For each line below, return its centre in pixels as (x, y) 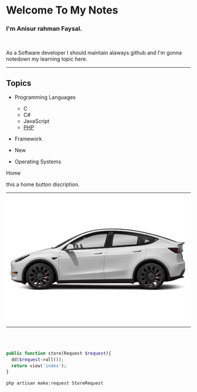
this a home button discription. (43, 185)
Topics (19, 83)
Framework (28, 139)
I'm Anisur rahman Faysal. (44, 29)
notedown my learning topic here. (47, 59)
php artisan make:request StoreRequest (55, 383)
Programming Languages (45, 97)
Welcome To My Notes (62, 10)
